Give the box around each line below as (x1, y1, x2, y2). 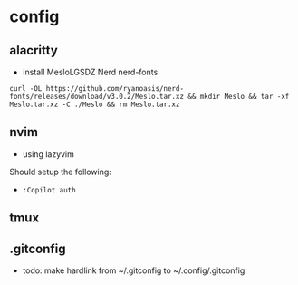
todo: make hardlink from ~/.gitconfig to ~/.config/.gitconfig (22, 265, 245, 276)
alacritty (9, 43, 59, 58)
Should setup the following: (9, 166, 111, 177)
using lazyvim (22, 148, 75, 160)
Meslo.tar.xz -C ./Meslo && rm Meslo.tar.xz (9, 100, 180, 109)
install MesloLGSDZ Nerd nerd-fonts (22, 66, 159, 77)
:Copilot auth (22, 185, 76, 194)
